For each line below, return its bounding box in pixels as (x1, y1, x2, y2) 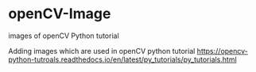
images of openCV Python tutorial (8, 31, 119, 40)
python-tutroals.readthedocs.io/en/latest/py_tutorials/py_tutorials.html (8, 55, 237, 64)
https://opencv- (196, 46, 249, 55)
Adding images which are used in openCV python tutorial (8, 46, 196, 55)
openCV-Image (8, 5, 111, 23)
